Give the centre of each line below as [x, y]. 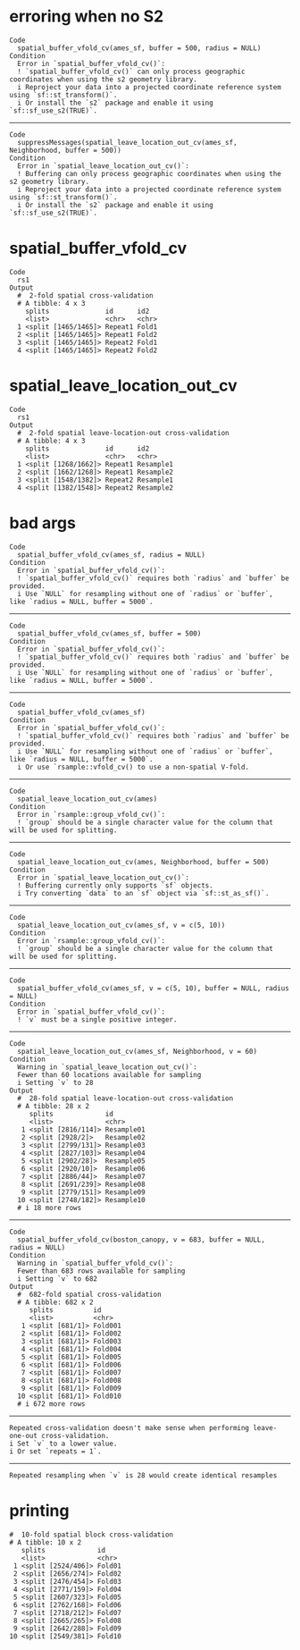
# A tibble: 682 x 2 [55, 1302]
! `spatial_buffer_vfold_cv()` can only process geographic [131, 72]
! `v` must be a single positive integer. [97, 1019]
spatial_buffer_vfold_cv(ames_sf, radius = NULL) [111, 555]
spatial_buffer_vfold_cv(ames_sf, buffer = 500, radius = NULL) [139, 48]
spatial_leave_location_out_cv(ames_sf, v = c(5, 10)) [121, 925]
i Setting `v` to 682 [58, 1279]
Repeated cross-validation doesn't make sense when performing [129, 1427]
